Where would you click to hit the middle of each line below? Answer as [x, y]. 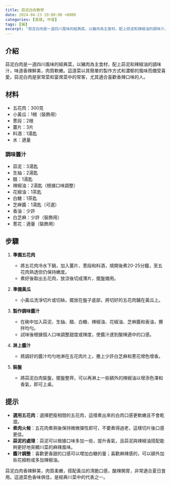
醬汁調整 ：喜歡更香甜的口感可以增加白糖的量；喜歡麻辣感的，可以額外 [86, 453]
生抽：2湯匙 [25, 173]
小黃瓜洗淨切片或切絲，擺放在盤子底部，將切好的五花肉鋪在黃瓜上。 [92, 300]
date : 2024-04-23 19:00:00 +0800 [41, 15]
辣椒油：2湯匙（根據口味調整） [45, 186]
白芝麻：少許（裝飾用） [37, 217]
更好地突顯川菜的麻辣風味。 [46, 447]
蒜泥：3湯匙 [25, 166]
